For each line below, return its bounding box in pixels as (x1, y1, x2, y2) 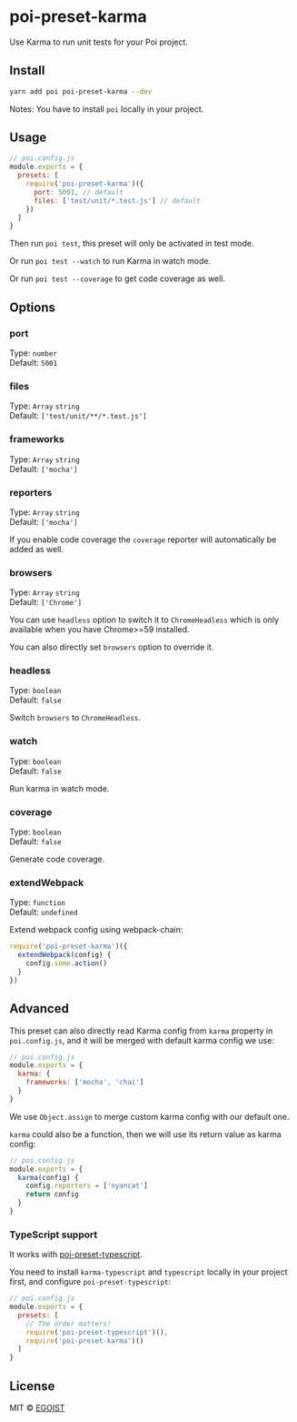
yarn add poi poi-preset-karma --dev (9, 86, 153, 96)
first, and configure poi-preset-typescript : (9, 1276, 172, 1287)
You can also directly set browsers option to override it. (9, 641, 214, 652)
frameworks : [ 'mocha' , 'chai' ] (25, 1078, 144, 1087)
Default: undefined (9, 907, 78, 918)
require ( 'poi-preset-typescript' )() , (25, 1327, 169, 1336)
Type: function (9, 897, 66, 908)
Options (9, 299, 56, 315)
